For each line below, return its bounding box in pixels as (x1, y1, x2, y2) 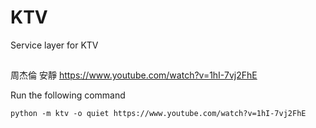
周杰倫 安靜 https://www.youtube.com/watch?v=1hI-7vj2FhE (10, 69, 258, 81)
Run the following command (10, 89, 126, 101)
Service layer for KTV (10, 39, 99, 51)
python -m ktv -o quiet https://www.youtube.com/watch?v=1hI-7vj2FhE (10, 109, 307, 119)
